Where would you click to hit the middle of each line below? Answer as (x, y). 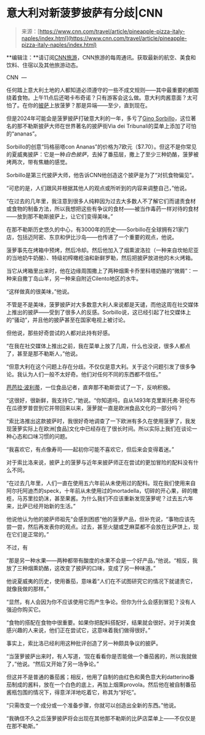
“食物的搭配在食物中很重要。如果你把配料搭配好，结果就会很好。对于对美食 (101, 622)
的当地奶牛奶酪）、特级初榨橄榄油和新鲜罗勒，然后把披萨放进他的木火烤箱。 (101, 257)
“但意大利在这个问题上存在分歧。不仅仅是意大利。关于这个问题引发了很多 (99, 367)
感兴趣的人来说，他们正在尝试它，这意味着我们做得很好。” (78, 630)
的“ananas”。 (23, 134)
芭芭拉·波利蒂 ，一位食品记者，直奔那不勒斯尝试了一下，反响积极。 (90, 387)
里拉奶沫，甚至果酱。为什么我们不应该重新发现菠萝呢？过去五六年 (110, 498)
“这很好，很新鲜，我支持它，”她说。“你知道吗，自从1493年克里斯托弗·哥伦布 (101, 400)
